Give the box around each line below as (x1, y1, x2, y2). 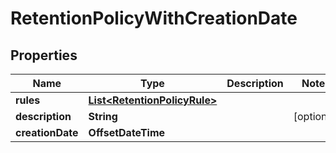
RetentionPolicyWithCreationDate (10, 7, 298, 30)
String (88, 110, 118, 123)
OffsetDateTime (88, 126, 166, 139)
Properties (10, 47, 78, 64)
